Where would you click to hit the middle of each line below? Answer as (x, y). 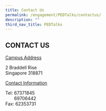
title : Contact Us (25, 10)
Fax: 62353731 (21, 104)
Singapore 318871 (24, 73)
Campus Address (23, 58)
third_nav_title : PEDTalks (34, 24)
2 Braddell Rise (21, 68)
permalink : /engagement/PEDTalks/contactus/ (53, 15)
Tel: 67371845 (20, 93)
